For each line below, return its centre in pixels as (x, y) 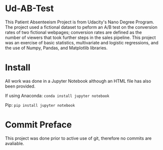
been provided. (20, 86)
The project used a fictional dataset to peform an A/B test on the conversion (81, 27)
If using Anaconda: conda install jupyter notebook (57, 95)
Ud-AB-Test (29, 9)
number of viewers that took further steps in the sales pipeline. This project (81, 37)
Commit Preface (38, 125)
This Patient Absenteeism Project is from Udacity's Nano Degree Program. (80, 22)
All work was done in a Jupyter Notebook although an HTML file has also (78, 81)
